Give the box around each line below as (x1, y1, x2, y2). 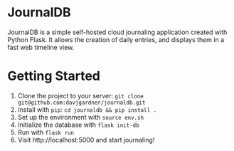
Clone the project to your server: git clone (17, 91, 144, 100)
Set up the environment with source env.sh (17, 113, 144, 121)
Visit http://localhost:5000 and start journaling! (17, 135, 155, 144)
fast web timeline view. (7, 43, 75, 51)
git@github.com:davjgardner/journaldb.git (17, 99, 146, 106)
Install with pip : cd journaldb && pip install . (17, 105, 157, 114)
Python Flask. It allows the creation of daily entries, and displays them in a (7, 35, 225, 43)
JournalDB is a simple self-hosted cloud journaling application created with (7, 28, 228, 36)
